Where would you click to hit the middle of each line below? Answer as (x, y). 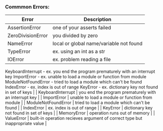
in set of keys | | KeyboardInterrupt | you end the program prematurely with (81, 92)
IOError (16, 60)
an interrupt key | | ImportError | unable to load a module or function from (79, 98)
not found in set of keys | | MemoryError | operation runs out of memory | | (80, 113)
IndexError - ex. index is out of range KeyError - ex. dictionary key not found (81, 87)
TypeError (19, 51)
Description (98, 20)
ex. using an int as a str (79, 51)
